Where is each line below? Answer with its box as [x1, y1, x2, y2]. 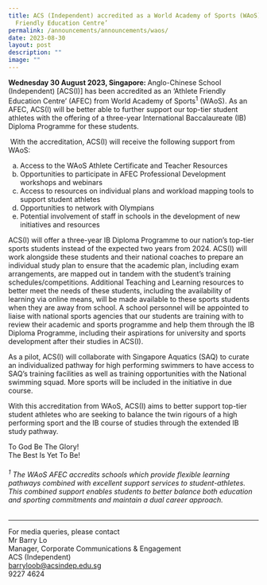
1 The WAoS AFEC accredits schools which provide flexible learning [8, 468, 230, 479]
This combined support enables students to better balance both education [8, 486, 253, 496]
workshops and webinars [19, 177, 103, 187]
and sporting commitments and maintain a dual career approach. [8, 494, 224, 505]
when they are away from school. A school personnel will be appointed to [8, 303, 249, 312]
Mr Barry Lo [8, 536, 48, 545]
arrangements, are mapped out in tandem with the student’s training [8, 269, 231, 278]
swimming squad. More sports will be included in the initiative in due [8, 377, 232, 386]
